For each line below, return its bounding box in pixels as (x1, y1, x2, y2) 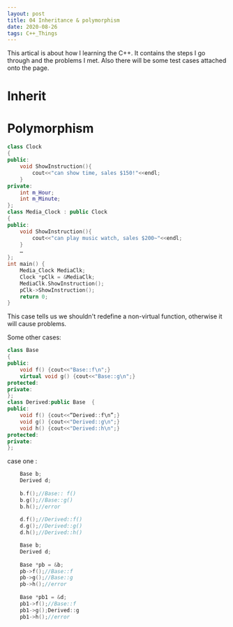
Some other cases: (7, 333, 61, 341)
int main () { (7, 260, 45, 268)
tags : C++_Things (7, 29, 58, 37)
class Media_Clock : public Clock (7, 209, 108, 216)
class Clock (7, 143, 42, 150)
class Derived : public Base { (7, 399, 96, 406)
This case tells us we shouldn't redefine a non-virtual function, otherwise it (7, 312, 223, 320)
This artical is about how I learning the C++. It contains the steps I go (7, 49, 206, 57)
